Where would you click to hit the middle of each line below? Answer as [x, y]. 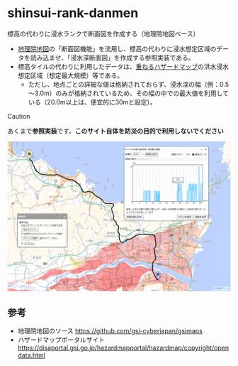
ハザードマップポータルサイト [61, 340]
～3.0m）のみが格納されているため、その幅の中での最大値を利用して [128, 93]
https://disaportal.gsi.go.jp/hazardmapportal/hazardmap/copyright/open [123, 348]
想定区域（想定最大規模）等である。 [70, 75]
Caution [19, 116]
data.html [32, 355]
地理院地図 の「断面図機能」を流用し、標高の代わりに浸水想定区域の [117, 48]
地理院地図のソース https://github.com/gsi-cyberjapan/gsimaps [110, 331]
